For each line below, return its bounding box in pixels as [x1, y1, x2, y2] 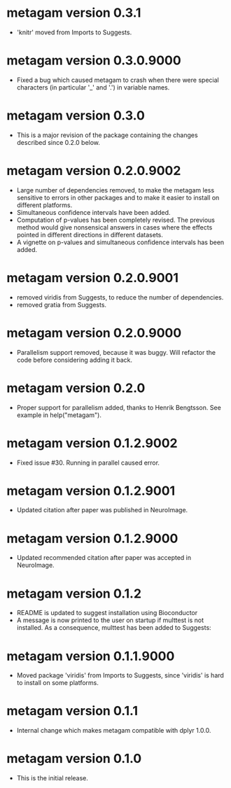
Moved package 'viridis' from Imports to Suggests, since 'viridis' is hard [16, 671, 225, 680]
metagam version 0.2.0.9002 [6, 163, 181, 178]
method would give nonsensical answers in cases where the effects [16, 223, 213, 232]
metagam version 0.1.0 [6, 751, 142, 767]
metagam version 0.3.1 [6, 5, 141, 21]
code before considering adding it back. [16, 356, 133, 364]
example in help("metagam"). [16, 411, 102, 419]
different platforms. [16, 201, 73, 209]
